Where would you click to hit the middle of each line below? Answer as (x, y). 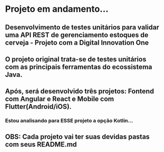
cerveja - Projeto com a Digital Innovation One (77, 43)
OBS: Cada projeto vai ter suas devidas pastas (78, 137)
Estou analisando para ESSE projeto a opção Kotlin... (69, 121)
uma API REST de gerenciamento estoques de (77, 35)
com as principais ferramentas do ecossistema (79, 67)
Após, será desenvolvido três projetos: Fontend (80, 91)
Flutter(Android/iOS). (38, 107)
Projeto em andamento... (57, 9)
